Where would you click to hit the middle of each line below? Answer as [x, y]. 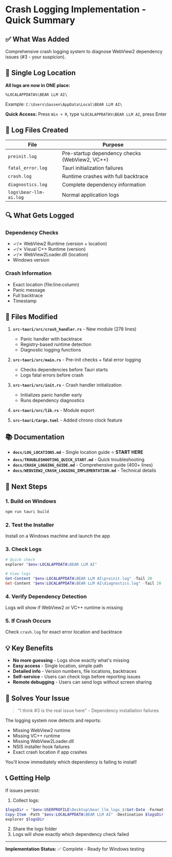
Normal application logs [91, 194]
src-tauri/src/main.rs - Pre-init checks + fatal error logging [77, 360]
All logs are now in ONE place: [38, 85]
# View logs [18, 574]
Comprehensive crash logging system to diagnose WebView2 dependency [84, 51]
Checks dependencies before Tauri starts [64, 370]
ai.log [16, 197]
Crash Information [29, 273]
